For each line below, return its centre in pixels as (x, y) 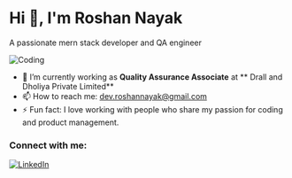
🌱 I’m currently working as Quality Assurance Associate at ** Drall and (152, 77)
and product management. (70, 122)
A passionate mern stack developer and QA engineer (105, 43)
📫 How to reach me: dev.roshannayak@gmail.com (115, 96)
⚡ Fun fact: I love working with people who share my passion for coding (152, 109)
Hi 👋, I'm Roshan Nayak (96, 18)
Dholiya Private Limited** (68, 86)
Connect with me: (48, 145)
